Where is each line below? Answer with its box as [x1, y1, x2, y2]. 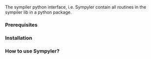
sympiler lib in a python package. [5, 9, 72, 15]
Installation [5, 34, 33, 41]
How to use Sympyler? [5, 47, 60, 54]
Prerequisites [5, 21, 38, 28]
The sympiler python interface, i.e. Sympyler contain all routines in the [5, 4, 147, 10]
